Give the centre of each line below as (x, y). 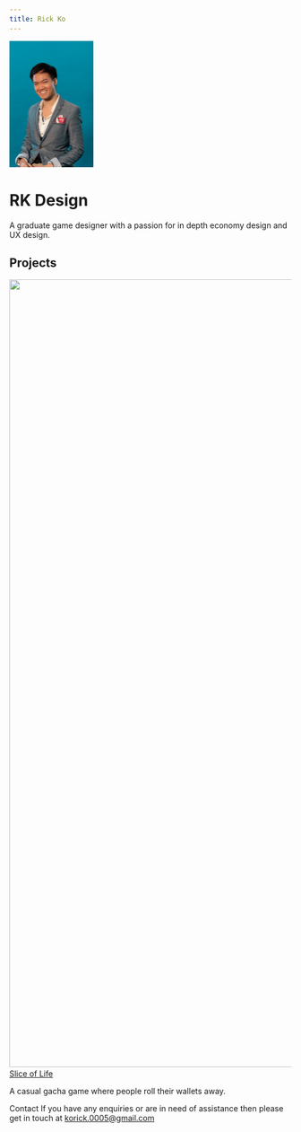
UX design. (30, 234)
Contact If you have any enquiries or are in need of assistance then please (146, 1108)
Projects (33, 263)
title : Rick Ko (38, 19)
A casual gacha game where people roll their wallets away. (118, 1091)
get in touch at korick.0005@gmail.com (82, 1118)
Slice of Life (31, 1074)
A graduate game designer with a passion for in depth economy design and (149, 225)
